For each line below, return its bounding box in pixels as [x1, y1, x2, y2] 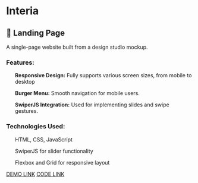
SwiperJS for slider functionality [14, 147, 93, 154]
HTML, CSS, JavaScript [14, 135, 73, 143]
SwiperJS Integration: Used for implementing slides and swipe [14, 101, 169, 108]
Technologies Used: [6, 122, 65, 131]
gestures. [14, 108, 39, 115]
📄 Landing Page [6, 28, 65, 38]
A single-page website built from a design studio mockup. [6, 43, 148, 51]
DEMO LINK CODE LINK [6, 171, 65, 178]
